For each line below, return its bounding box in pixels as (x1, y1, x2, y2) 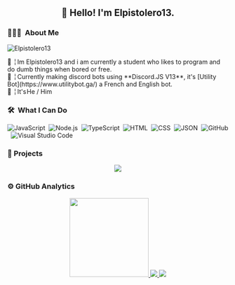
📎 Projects (7, 148, 43, 158)
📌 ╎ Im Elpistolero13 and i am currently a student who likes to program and (7, 57, 221, 66)
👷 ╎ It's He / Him (7, 87, 53, 95)
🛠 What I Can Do (7, 105, 68, 115)
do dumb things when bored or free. (7, 64, 112, 74)
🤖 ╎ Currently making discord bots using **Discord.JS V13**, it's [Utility (7, 72, 217, 81)
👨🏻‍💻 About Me (7, 28, 60, 38)
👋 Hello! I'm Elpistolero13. (61, 7, 175, 19)
